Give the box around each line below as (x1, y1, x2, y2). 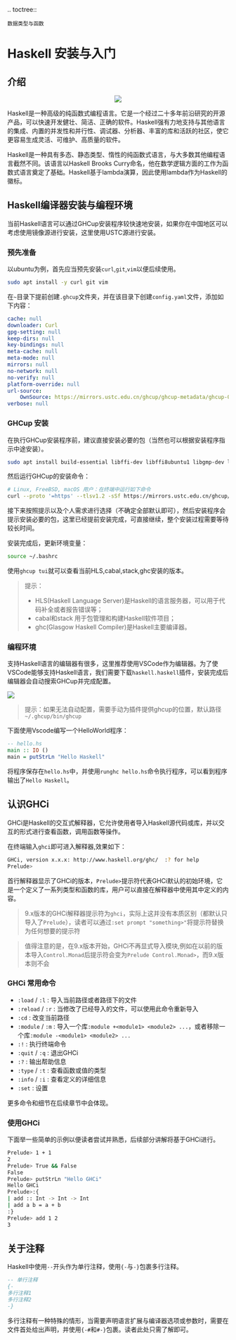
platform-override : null (7, 381, 80, 388)
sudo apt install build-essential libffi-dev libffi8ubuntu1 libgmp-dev (7, 458, 225, 466)
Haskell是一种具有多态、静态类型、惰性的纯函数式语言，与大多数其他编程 (7, 151, 219, 158)
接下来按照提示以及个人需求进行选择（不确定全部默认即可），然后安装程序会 (7, 506, 226, 515)
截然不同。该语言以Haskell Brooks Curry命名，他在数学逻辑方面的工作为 (13, 159, 223, 167)
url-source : (7, 387, 42, 394)
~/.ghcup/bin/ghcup (24, 713, 82, 720)
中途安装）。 (13, 444, 48, 453)
